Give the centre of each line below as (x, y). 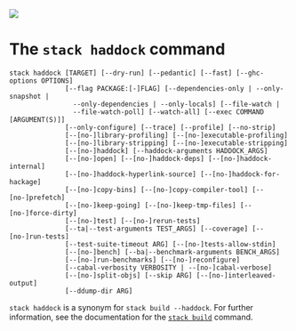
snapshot (25, 96)
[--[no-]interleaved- (236, 275)
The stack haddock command (117, 49)
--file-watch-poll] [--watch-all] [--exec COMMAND (168, 112)
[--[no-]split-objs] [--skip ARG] (129, 275)
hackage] (25, 182)
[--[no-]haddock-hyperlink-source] (131, 174)
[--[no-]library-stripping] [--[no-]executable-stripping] (177, 143)
